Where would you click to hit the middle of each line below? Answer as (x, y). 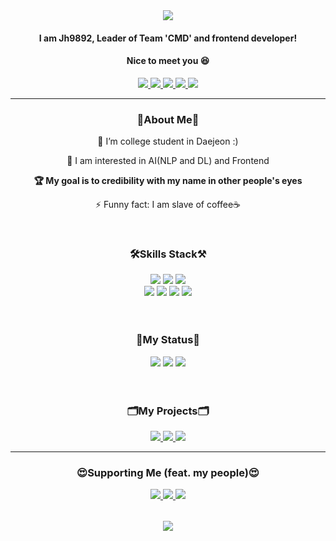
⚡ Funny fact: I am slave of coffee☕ (168, 205)
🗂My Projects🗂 (168, 411)
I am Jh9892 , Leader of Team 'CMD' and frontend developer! (168, 38)
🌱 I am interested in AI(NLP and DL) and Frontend (168, 161)
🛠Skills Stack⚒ (168, 254)
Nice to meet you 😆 (168, 61)
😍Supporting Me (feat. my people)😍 (168, 472)
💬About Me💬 (168, 119)
